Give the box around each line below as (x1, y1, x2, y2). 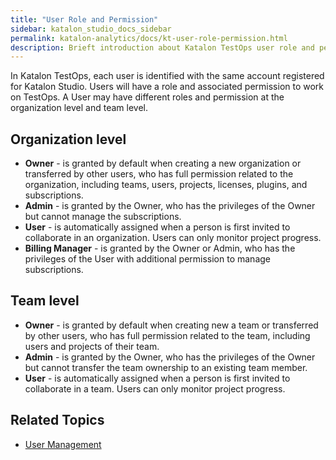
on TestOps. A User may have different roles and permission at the (10, 91, 285, 103)
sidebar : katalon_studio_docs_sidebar (10, 24, 172, 34)
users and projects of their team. (24, 340, 160, 352)
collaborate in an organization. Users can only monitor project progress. (24, 232, 322, 244)
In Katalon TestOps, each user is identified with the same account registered (10, 70, 325, 82)
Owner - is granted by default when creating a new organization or (24, 157, 302, 170)
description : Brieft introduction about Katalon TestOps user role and (10, 42, 315, 53)
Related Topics (10, 412, 105, 429)
